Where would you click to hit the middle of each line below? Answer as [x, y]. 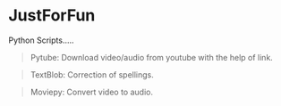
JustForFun [52, 16]
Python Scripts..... [41, 40]
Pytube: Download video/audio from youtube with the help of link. [152, 57]
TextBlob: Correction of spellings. [92, 74]
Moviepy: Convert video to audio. [92, 92]
